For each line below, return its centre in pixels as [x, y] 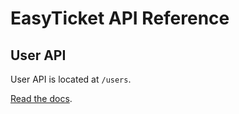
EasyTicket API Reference [120, 18]
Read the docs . [41, 98]
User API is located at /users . [71, 79]
